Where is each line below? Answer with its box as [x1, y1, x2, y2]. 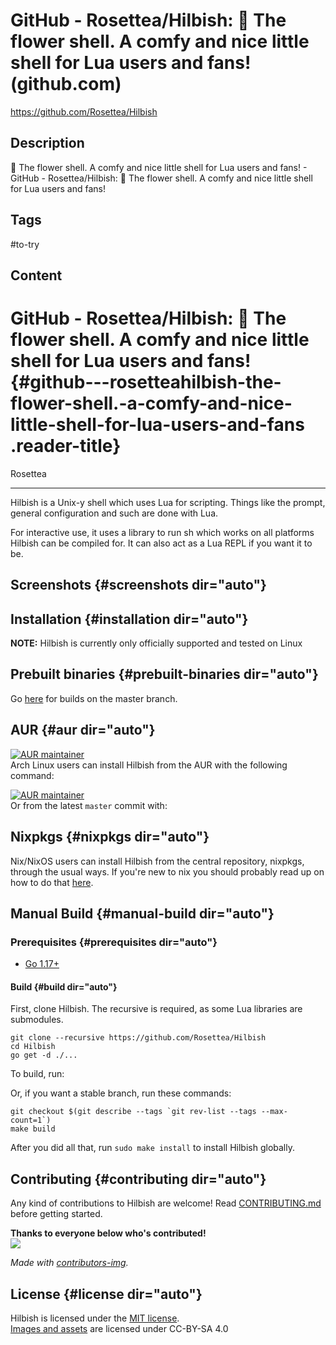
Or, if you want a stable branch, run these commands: [10, 1087, 232, 1099]
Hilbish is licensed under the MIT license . [10, 1312, 180, 1324]
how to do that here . [10, 876, 94, 888]
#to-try [10, 238, 40, 250]
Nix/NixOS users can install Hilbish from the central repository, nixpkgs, [10, 855, 305, 867]
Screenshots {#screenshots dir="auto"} [10, 577, 267, 594]
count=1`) [10, 1115, 52, 1126]
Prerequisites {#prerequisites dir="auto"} [10, 935, 218, 949]
